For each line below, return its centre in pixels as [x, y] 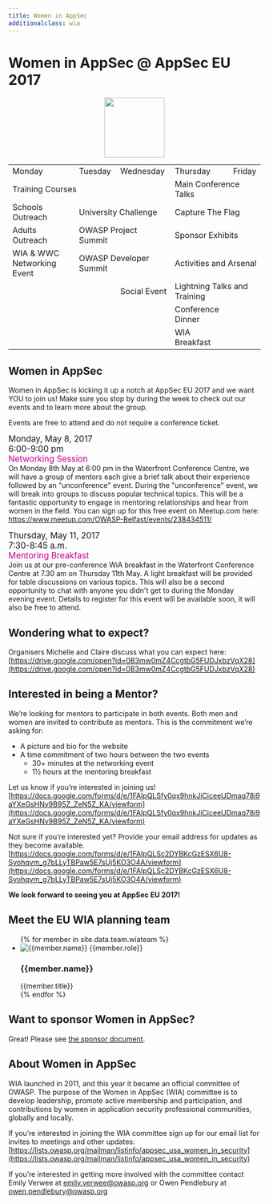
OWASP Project [108, 231]
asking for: [26, 731]
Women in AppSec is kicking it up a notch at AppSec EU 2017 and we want [131, 390]
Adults [24, 231]
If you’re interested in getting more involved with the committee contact [126, 1174]
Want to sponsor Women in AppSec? [102, 1019]
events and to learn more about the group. [78, 407]
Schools [28, 207]
